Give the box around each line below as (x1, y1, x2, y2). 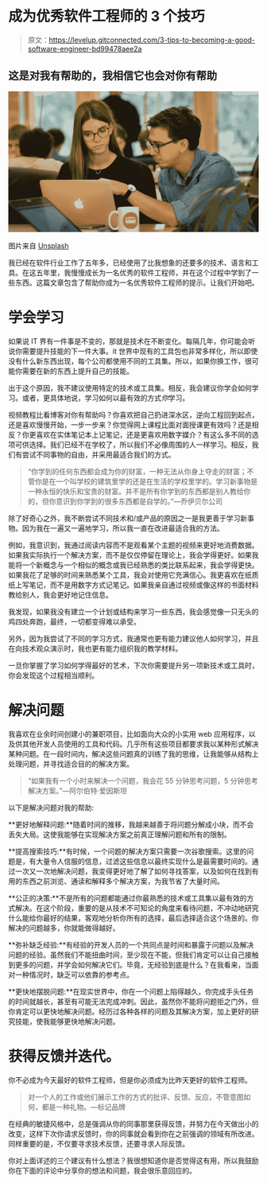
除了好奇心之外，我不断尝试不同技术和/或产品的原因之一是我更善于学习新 (8, 514, 248, 523)
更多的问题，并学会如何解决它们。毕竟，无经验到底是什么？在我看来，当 (14, 960, 252, 970)
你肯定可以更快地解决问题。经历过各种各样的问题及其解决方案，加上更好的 (8, 1007, 252, 1017)
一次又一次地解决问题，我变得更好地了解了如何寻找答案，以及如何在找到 (14, 866, 252, 876)
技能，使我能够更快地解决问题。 (14, 1017, 120, 1026)
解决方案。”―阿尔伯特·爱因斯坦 (27, 786, 127, 796)
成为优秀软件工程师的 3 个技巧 (8, 7, 205, 25)
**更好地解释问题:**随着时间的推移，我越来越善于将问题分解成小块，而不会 (8, 820, 254, 830)
